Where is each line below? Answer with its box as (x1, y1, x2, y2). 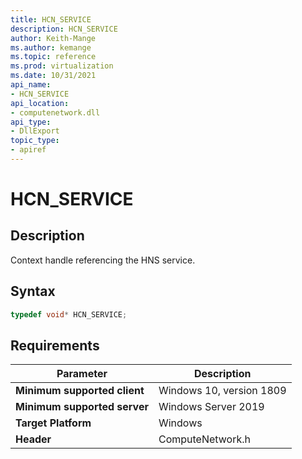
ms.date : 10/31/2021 (10, 71, 97, 81)
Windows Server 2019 (158, 400, 265, 414)
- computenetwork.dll (10, 107, 101, 118)
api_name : (10, 80, 52, 90)
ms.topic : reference (10, 52, 97, 62)
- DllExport (10, 126, 60, 136)
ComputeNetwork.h (158, 432, 251, 446)
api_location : (10, 98, 70, 108)
